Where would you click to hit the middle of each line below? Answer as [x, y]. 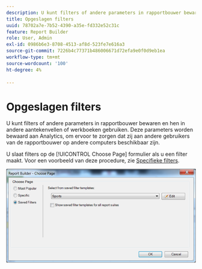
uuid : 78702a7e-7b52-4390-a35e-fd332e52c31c [63, 25]
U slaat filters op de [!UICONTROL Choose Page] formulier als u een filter [97, 154]
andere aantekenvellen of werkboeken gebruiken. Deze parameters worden [100, 130]
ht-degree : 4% [24, 70]
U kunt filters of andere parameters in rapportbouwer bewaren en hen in [96, 123]
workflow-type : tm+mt [33, 57]
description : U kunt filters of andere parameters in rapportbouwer [94, 13]
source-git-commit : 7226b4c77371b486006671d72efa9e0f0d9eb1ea [86, 51]
